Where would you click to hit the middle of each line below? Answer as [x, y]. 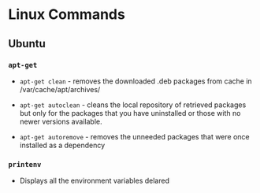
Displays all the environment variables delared [94, 181]
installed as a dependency [62, 145]
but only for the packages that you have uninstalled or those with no [130, 113]
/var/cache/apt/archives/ [60, 89]
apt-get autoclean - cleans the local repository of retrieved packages [133, 105]
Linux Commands [67, 15]
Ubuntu [27, 44]
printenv [25, 164]
